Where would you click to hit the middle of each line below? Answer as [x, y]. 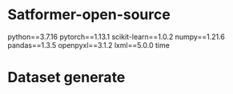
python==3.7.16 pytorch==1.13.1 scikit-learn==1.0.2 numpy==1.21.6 [116, 37]
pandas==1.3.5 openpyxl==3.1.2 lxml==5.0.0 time [88, 45]
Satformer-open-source [89, 15]
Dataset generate [66, 78]
